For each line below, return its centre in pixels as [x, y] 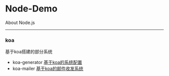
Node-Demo [31, 9]
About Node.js [20, 22]
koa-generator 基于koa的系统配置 [47, 62]
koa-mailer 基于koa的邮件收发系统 [48, 68]
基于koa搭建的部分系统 [29, 52]
